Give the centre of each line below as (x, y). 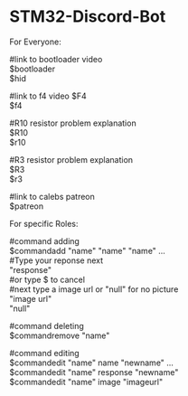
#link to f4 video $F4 (48, 96)
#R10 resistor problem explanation (73, 123)
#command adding (44, 240)
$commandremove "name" (60, 335)
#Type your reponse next (56, 260)
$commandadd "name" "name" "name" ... (87, 250)
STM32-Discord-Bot (88, 17)
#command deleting (47, 325)
